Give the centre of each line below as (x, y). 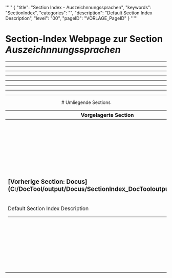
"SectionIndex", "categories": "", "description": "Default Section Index (79, 13)
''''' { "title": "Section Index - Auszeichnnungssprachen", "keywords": (79, 7)
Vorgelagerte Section (107, 115)
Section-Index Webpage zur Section (84, 39)
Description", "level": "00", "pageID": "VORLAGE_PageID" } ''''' (72, 18)
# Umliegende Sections (86, 102)
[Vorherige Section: (36, 182)
